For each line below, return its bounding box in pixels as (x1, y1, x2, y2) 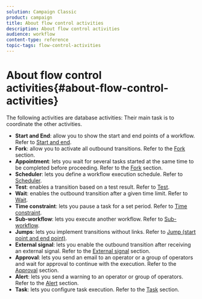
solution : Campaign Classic (6, 8, 77, 15)
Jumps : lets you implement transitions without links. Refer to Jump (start (14, 228, 196, 235)
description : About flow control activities (6, 25, 120, 32)
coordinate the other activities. (6, 120, 83, 127)
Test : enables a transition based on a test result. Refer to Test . (14, 183, 170, 190)
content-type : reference (6, 37, 69, 43)
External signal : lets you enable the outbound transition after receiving (14, 241, 191, 248)
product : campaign (6, 14, 52, 20)
